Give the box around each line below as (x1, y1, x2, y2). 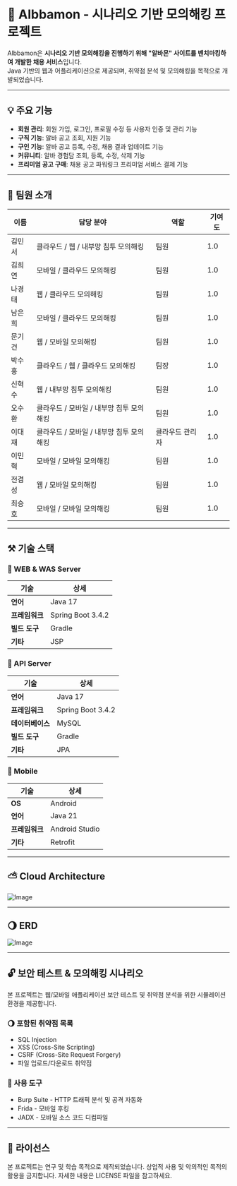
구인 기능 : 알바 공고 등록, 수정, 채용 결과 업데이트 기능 (17, 142, 164, 150)
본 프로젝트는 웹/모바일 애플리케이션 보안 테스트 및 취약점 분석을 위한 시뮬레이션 (7, 990, 226, 999)
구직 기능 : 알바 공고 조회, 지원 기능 (17, 133, 111, 142)
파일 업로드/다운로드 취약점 (17, 1058, 92, 1067)
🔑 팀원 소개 (7, 189, 53, 201)
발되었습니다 (7, 75, 42, 83)
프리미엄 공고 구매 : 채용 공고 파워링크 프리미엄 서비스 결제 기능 (17, 160, 188, 168)
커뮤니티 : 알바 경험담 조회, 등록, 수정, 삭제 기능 (17, 151, 146, 160)
